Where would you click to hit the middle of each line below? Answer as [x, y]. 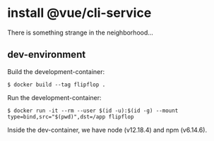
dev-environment [47, 55]
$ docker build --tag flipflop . [57, 85]
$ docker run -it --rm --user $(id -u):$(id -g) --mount [93, 111]
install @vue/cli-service [79, 13]
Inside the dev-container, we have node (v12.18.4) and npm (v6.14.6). [107, 130]
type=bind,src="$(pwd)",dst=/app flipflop [71, 117]
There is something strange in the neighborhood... [81, 32]
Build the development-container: [56, 71]
